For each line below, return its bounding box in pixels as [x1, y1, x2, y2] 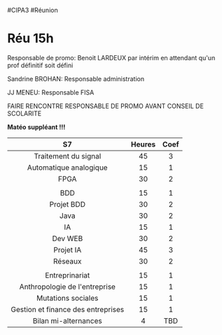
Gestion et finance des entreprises [11, 304, 125, 314]
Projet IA [53, 245, 82, 254]
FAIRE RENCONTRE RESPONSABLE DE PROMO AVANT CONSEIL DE [7, 102, 204, 110]
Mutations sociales [36, 293, 99, 303]
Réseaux [53, 256, 82, 266]
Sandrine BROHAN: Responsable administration [7, 74, 145, 83]
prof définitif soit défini [7, 61, 74, 69]
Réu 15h [7, 31, 54, 46]
